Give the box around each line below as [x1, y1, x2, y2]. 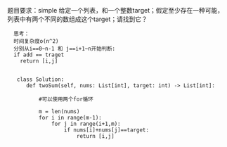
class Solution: [16, 76, 65, 83]
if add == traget [13, 51, 65, 58]
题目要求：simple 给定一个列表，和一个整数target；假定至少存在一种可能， [7, 6, 223, 14]
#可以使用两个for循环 [38, 96, 93, 103]
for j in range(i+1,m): [51, 120, 121, 127]
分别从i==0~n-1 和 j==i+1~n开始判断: [13, 45, 116, 52]
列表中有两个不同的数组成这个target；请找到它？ [7, 15, 148, 23]
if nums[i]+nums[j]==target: [63, 127, 150, 134]
